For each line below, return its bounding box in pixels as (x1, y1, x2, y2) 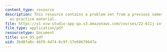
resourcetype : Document (5, 30, 55, 35)
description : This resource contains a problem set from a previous (5, 12, 150, 17)
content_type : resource (5, 7, 55, 12)
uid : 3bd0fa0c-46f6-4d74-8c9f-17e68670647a (5, 40, 97, 45)
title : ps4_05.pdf (5, 35, 43, 40)
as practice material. (9, 16, 57, 21)
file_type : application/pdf (5, 26, 64, 31)
